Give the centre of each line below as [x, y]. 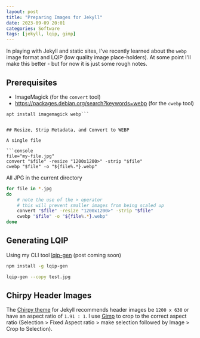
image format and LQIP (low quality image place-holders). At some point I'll [99, 57]
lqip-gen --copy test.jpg [38, 277]
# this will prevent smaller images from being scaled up [90, 205]
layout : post [22, 12]
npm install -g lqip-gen [37, 266]
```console [20, 151]
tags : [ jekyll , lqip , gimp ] [41, 34]
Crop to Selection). [29, 329]
